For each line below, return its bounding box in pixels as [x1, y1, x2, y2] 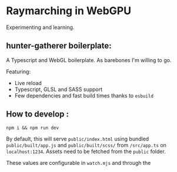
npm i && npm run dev [6, 125, 59, 131]
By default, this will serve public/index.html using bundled [6, 135, 149, 142]
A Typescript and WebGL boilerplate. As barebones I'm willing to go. [6, 56, 172, 63]
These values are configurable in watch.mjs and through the [6, 159, 151, 166]
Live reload [14, 79, 42, 86]
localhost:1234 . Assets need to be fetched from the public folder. [6, 148, 166, 155]
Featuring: [6, 68, 31, 75]
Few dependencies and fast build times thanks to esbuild [14, 92, 154, 99]
